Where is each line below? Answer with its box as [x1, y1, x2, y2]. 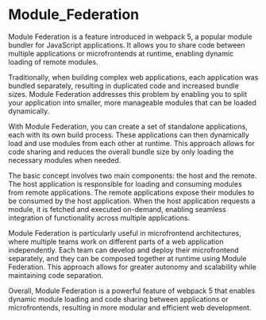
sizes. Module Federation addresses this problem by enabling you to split [8, 89, 248, 98]
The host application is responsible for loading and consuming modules [8, 179, 242, 188]
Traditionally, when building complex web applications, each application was [8, 72, 259, 82]
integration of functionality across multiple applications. [8, 213, 191, 222]
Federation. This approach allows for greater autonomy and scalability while [8, 262, 256, 272]
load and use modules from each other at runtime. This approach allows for [8, 138, 256, 148]
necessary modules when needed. [8, 155, 121, 164]
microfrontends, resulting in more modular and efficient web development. [8, 303, 252, 312]
